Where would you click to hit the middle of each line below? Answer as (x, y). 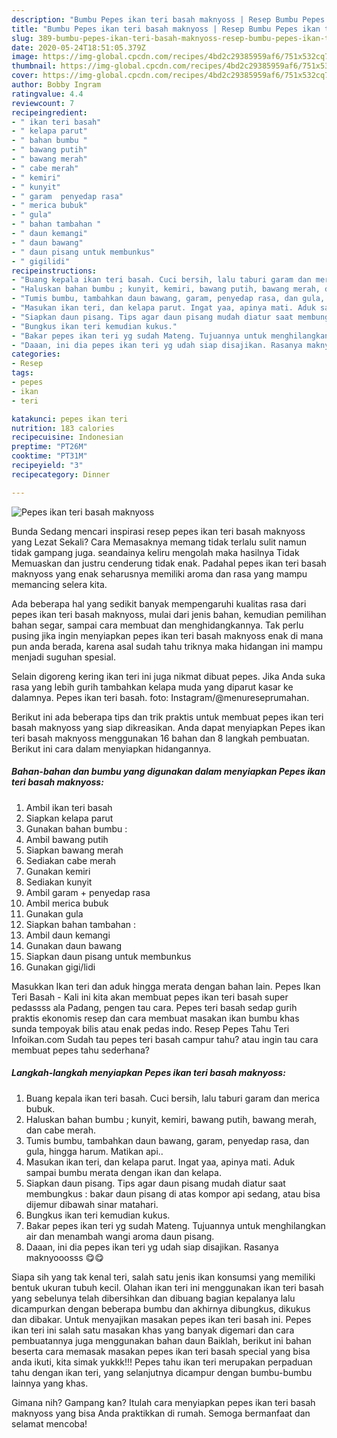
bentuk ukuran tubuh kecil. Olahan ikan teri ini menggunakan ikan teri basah (167, 1287)
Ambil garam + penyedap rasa (88, 892)
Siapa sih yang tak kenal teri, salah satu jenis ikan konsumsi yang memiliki (163, 1277)
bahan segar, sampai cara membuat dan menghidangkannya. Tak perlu (157, 625)
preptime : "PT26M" (49, 447)
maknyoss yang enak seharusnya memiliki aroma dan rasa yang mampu (159, 573)
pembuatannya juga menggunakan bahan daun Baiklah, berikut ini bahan (161, 1340)
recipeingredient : (49, 112)
